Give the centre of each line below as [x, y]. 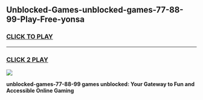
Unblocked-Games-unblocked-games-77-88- [95, 10]
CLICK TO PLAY [30, 37]
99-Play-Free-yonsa [45, 20]
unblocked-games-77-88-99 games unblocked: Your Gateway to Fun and [101, 84]
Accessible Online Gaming [40, 90]
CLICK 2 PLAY [27, 59]
